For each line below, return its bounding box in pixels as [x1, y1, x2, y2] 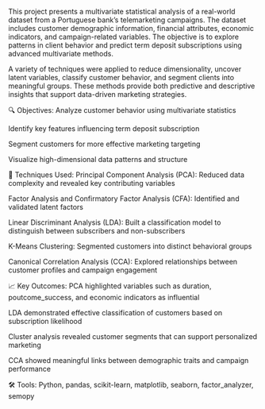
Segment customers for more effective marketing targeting [8, 139, 201, 149]
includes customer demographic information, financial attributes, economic [8, 24, 254, 33]
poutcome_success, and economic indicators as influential [8, 293, 200, 302]
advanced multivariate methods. [8, 49, 113, 58]
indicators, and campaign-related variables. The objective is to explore [8, 32, 240, 41]
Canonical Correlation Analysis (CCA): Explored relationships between [8, 257, 238, 266]
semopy [8, 392, 35, 400]
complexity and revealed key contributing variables [8, 179, 176, 187]
